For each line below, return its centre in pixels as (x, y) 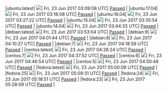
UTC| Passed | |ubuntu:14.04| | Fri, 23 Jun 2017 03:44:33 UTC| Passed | (82, 26)
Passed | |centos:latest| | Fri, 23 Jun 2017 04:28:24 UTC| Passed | (76, 49)
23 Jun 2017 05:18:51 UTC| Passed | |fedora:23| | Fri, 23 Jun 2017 (75, 79)
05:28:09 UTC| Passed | (30, 84)
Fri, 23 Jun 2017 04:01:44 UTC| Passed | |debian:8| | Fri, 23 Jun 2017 (79, 38)
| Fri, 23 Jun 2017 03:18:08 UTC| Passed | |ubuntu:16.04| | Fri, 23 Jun (84, 14)
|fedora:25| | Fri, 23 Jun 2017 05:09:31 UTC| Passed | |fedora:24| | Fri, (82, 73)
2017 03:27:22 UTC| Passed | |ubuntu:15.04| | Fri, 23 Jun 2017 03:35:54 (82, 20)
